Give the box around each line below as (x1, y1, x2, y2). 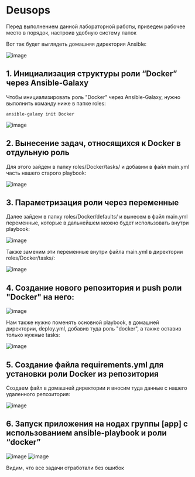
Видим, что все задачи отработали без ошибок (6, 464, 125, 471)
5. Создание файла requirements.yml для (6, 360, 164, 370)
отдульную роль (6, 148, 70, 158)
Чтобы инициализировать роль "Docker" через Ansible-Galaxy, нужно (6, 93, 180, 100)
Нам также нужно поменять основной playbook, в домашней (6, 319, 159, 326)
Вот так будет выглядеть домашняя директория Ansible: (6, 40, 147, 47)
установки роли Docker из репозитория (6, 369, 159, 379)
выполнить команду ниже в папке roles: (6, 100, 107, 107)
